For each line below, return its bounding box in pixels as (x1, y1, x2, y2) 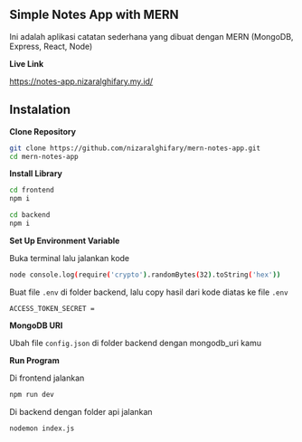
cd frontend (9, 185, 54, 195)
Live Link (9, 58, 44, 69)
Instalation (9, 102, 71, 118)
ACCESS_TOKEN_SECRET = (9, 304, 95, 313)
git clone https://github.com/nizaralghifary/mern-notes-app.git (9, 144, 260, 153)
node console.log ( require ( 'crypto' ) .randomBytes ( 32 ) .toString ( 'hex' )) (9, 270, 281, 279)
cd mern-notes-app (9, 152, 79, 161)
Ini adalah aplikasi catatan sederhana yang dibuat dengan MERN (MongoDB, (9, 31, 294, 42)
